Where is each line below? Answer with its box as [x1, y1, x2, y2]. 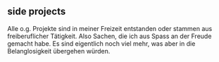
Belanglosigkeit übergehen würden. [7, 46, 111, 55]
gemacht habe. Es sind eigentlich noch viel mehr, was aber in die [7, 39, 196, 48]
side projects [7, 6, 66, 18]
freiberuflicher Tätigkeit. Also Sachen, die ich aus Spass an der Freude [7, 32, 212, 40]
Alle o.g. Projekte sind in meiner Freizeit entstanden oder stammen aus [7, 24, 213, 32]
